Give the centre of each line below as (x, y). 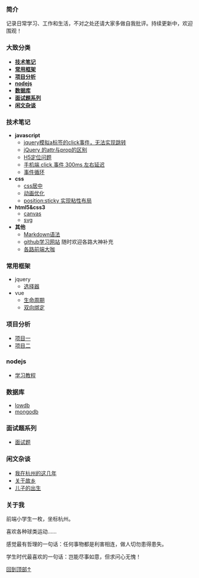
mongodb (26, 412)
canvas (32, 213)
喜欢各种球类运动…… (32, 531)
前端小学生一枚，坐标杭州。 (40, 519)
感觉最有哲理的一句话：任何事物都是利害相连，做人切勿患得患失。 (86, 544)
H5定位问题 (38, 157)
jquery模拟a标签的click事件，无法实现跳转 (75, 142)
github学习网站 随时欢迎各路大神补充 (68, 242)
